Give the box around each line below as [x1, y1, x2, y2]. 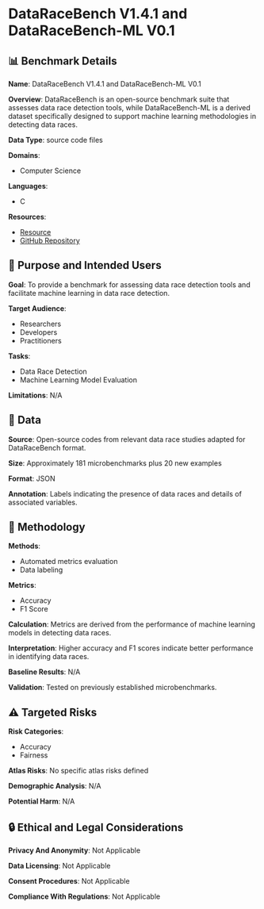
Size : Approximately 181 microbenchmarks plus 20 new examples [8, 458, 222, 468]
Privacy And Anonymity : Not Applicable [8, 846, 141, 855]
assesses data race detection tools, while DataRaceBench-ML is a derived [8, 103, 251, 112]
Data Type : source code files [8, 136, 103, 144]
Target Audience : [8, 303, 67, 313]
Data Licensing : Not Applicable [8, 861, 111, 871]
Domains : [8, 151, 40, 159]
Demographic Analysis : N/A [8, 781, 101, 791]
